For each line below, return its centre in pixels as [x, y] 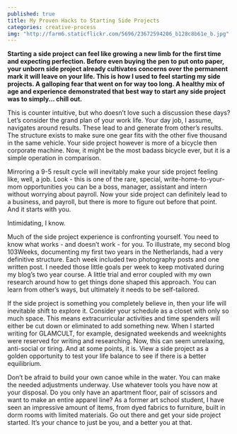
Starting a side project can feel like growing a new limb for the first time [114, 54]
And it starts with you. [39, 209]
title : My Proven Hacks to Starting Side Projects [83, 21]
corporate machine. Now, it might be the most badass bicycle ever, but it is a [119, 150]
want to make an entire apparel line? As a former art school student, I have [116, 400]
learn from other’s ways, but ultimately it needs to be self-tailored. [103, 290]
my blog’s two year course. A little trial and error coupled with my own [109, 274]
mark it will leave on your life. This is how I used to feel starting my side [114, 77]
